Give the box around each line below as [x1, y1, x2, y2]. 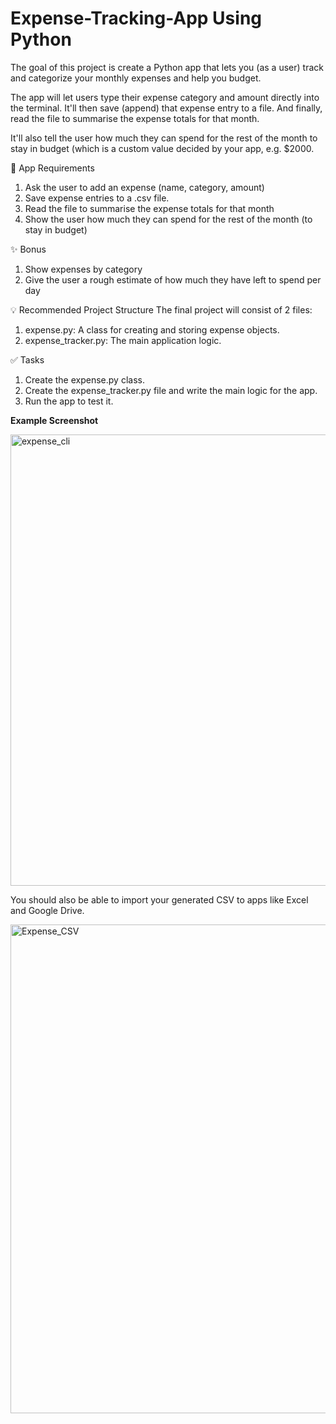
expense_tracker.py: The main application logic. [24, 334, 222, 346]
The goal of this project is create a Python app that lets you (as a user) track [10, 61, 324, 73]
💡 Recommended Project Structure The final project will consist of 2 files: [10, 303, 313, 316]
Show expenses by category [24, 263, 143, 275]
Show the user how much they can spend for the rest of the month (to [24, 213, 313, 225]
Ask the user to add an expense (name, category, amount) [24, 181, 265, 193]
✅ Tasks [10, 353, 45, 366]
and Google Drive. [10, 904, 85, 916]
